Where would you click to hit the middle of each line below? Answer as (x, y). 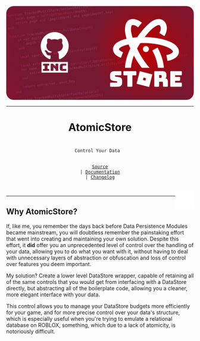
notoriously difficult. (31, 331)
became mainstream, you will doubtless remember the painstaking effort (95, 232)
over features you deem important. (49, 264)
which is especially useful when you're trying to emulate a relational (89, 318)
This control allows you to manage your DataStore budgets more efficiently (98, 306)
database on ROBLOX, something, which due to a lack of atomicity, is (91, 325)
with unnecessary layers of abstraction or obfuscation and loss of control (96, 258)
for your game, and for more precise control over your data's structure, (93, 312)
